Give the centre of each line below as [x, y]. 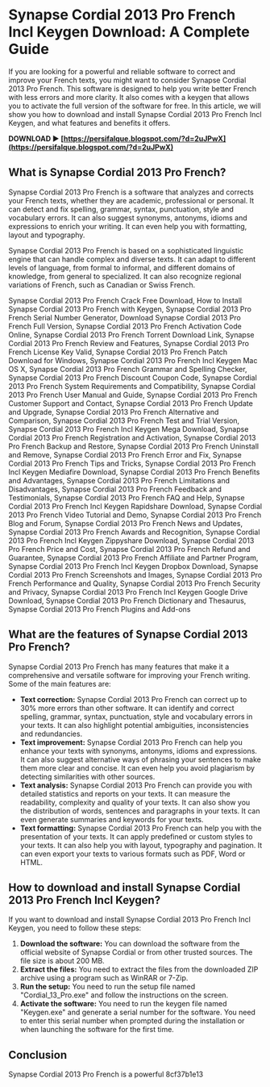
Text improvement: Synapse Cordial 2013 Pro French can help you [131, 742]
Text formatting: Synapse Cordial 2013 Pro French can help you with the [141, 828]
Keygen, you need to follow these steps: [75, 928]
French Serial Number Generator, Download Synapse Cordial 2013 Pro [125, 317]
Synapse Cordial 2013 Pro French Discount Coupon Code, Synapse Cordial [133, 378]
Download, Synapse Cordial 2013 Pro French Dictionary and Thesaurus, [127, 600]
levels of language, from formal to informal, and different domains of [122, 267]
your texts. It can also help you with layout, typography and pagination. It [141, 845]
